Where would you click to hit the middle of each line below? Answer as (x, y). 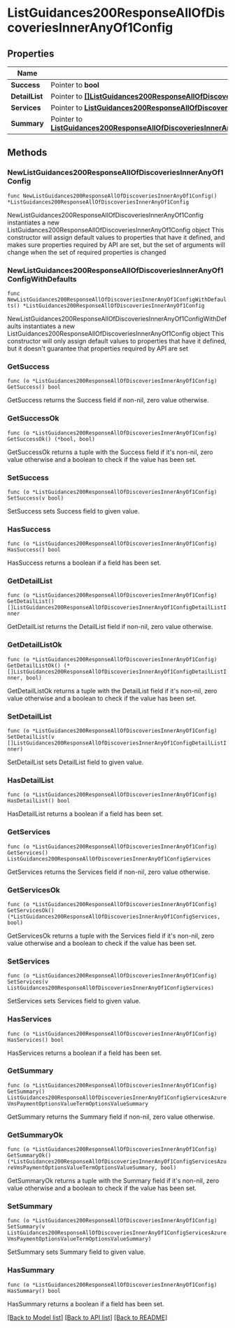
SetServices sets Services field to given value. (74, 1001)
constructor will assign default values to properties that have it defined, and (116, 237)
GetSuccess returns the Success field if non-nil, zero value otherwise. (108, 400)
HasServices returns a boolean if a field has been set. (85, 1053)
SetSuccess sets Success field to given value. (73, 511)
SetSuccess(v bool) (36, 498)
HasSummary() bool (34, 1291)
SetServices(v (28, 982)
